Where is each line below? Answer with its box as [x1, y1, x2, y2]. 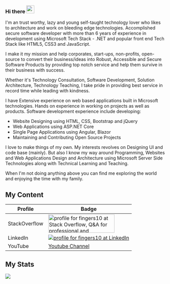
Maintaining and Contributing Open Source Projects [12, 135, 121, 141]
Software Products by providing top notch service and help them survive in [5, 61, 163, 68]
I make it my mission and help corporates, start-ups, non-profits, [5, 51, 141, 57]
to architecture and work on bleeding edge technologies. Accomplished [5, 25, 156, 31]
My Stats [5, 260, 35, 269]
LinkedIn [8, 234, 29, 241]
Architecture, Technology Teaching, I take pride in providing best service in [5, 82, 163, 88]
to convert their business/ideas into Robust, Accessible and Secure [21, 56, 162, 62]
